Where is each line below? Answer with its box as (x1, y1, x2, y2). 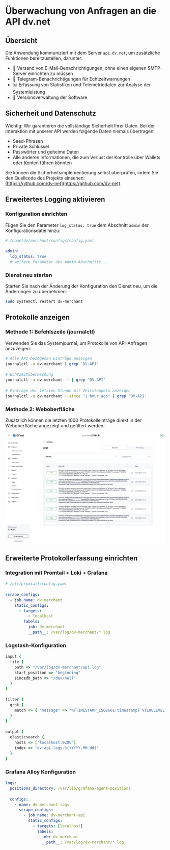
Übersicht (5, 36, 38, 45)
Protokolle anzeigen (5, 313, 70, 322)
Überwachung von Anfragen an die (5, 5, 157, 17)
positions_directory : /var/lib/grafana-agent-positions (10, 786, 131, 791)
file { (10, 659, 24, 665)
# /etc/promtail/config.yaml (5, 581, 67, 586)
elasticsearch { (10, 735, 44, 740)
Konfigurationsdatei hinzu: (5, 227, 61, 234)
